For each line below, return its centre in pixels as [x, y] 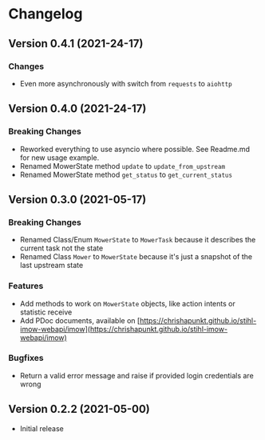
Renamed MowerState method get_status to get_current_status [126, 174]
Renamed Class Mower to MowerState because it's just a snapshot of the [136, 257]
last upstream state [51, 266]
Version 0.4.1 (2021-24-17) [76, 44]
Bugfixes [26, 358]
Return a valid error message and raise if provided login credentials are [136, 375]
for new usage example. [59, 158]
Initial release [42, 428]
